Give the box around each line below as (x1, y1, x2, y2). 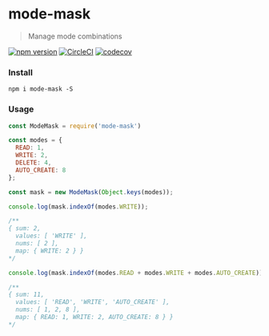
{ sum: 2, (8, 225, 42, 233)
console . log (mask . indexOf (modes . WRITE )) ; (8, 202, 149, 211)
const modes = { (8, 136, 62, 144)
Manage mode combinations (27, 31, 122, 41)
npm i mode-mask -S (8, 85, 74, 93)
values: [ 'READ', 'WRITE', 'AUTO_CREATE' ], (15, 298, 171, 306)
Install (8, 67, 34, 78)
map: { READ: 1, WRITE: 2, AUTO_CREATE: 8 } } (15, 314, 174, 322)
